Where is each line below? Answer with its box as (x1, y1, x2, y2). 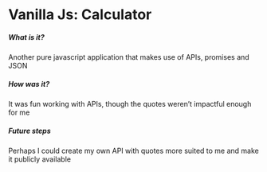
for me (8, 107, 30, 117)
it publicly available (8, 154, 72, 164)
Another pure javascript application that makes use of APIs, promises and (8, 53, 249, 62)
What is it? (8, 32, 45, 41)
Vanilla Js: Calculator (8, 6, 152, 24)
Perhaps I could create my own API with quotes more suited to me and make (8, 146, 259, 156)
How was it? (8, 79, 50, 88)
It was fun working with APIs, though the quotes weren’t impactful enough (8, 100, 252, 109)
